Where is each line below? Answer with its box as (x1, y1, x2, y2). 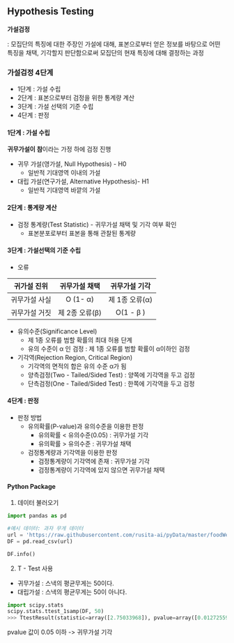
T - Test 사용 (17, 564, 54, 573)
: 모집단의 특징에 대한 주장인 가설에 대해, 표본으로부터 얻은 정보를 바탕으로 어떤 (7, 40, 221, 48)
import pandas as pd (7, 513, 68, 520)
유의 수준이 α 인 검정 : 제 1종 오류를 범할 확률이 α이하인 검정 (27, 345, 190, 353)
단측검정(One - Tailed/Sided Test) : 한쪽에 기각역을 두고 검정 (27, 379, 195, 388)
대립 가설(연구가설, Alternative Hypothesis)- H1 (17, 177, 150, 186)
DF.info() (7, 550, 36, 557)
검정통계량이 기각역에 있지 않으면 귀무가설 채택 (38, 465, 165, 474)
